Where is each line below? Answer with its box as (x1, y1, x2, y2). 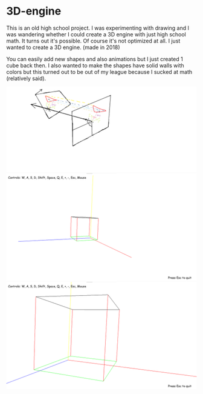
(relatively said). (6, 75, 47, 82)
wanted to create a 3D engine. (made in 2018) (6, 44, 120, 51)
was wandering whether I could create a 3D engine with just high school (6, 30, 186, 38)
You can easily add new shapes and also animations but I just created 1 (6, 55, 183, 62)
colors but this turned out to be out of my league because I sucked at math (6, 68, 192, 75)
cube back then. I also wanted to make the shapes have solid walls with (6, 62, 184, 69)
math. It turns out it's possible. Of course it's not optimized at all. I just (6, 37, 181, 44)
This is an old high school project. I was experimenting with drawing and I (6, 24, 189, 32)
